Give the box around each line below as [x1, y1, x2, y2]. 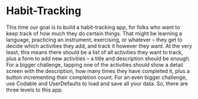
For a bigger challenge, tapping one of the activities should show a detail [6, 61, 183, 68]
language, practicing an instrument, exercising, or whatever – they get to [6, 36, 183, 43]
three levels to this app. [6, 86, 63, 93]
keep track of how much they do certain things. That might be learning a [6, 29, 183, 37]
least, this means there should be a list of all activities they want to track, [6, 48, 183, 55]
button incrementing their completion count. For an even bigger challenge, [6, 74, 187, 81]
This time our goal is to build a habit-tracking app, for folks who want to [6, 24, 180, 31]
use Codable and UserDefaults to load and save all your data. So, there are [6, 80, 188, 87]
